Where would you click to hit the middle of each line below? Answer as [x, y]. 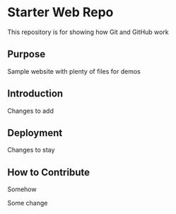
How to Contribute [49, 172]
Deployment [35, 133]
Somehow [22, 189]
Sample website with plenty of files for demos [74, 71]
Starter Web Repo [60, 12]
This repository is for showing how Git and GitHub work [88, 32]
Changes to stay [31, 150]
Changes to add [31, 111]
